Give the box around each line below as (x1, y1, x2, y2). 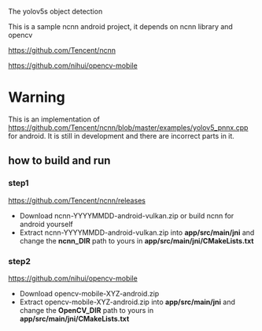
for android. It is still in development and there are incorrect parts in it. (8, 131, 234, 140)
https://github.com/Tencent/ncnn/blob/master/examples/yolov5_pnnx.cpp (8, 122, 249, 132)
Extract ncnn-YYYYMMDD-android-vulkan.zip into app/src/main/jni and (19, 228, 255, 237)
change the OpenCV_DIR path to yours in (19, 305, 154, 314)
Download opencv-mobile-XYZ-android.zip (19, 288, 160, 298)
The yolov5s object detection (8, 7, 103, 16)
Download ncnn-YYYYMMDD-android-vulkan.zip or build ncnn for (19, 210, 234, 220)
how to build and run (8, 154, 111, 168)
